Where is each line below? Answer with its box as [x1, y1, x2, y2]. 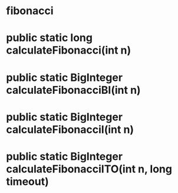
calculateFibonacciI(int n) [6, 123, 134, 136]
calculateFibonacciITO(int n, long [6, 162, 173, 175]
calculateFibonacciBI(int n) [6, 83, 141, 97]
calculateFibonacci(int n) [6, 44, 131, 57]
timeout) [6, 175, 49, 188]
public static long [6, 31, 93, 45]
